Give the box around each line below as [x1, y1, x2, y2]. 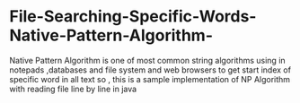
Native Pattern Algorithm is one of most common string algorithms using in [9, 55, 286, 65]
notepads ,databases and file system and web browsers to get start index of [9, 64, 292, 75]
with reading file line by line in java [9, 83, 137, 94]
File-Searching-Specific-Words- [9, 6, 257, 27]
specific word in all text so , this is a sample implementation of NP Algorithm [9, 73, 290, 84]
